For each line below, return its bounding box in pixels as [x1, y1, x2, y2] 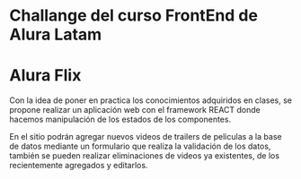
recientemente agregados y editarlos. [9, 160, 148, 171]
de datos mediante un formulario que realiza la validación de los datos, [9, 141, 271, 152]
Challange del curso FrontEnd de [9, 5, 259, 26]
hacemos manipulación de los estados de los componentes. [9, 114, 232, 125]
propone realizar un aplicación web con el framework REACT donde [9, 105, 261, 115]
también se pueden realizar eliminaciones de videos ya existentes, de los [9, 150, 280, 161]
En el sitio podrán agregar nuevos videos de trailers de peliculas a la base [9, 132, 282, 142]
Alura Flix [9, 65, 82, 86]
